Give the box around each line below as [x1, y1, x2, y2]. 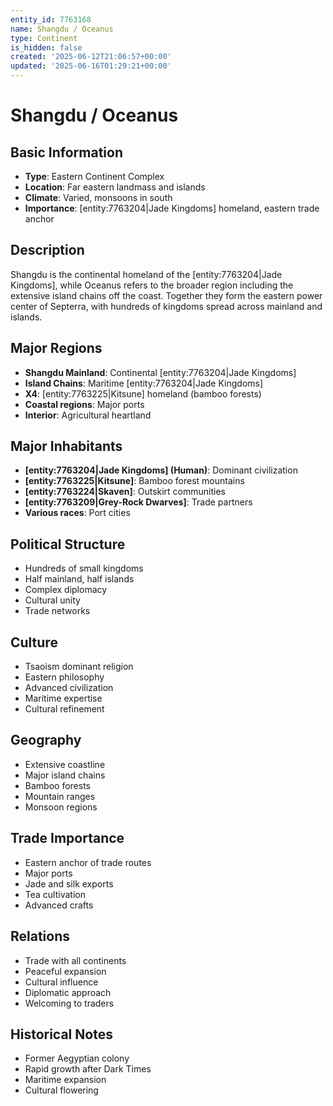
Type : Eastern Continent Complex [24, 171, 165, 182]
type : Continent [10, 33, 78, 43]
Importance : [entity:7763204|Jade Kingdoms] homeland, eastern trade [24, 202, 320, 214]
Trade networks [24, 605, 91, 617]
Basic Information [10, 144, 124, 161]
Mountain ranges [24, 790, 96, 802]
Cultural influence [24, 976, 99, 988]
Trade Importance [10, 830, 125, 847]
